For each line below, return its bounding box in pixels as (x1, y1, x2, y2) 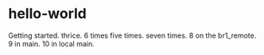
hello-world (8, 5, 87, 23)
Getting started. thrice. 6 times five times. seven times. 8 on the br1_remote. (8, 31, 257, 40)
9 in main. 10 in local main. (8, 38, 95, 48)
